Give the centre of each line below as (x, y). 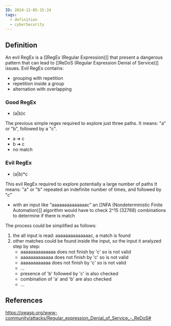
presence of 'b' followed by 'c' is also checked (69, 273)
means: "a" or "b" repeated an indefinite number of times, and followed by (83, 189)
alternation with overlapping (42, 89)
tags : (11, 15)
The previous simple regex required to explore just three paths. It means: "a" (86, 123)
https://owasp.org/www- (31, 313)
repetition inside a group (39, 84)
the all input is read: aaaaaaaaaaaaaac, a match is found (72, 235)
